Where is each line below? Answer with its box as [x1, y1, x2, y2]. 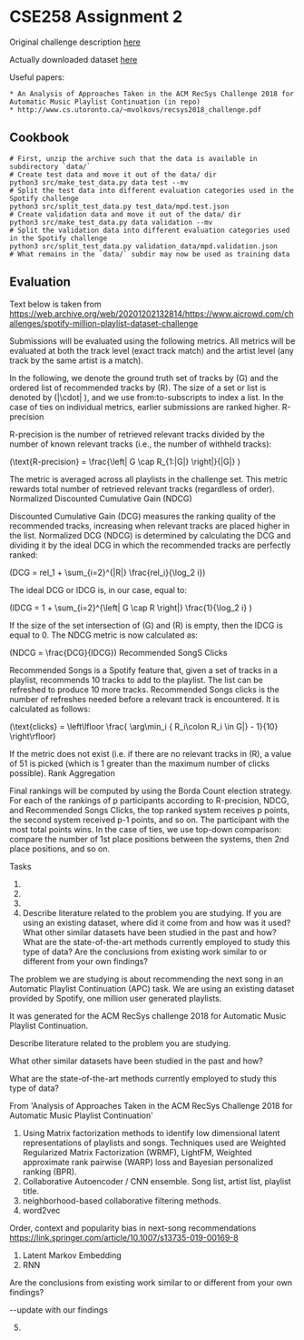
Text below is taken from [9, 298, 102, 309]
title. [22, 1185, 39, 1196]
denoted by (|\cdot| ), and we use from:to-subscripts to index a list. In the [9, 391, 284, 402]
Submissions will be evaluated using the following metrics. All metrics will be [9, 335, 296, 347]
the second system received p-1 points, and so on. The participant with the [9, 814, 290, 825]
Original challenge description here [9, 36, 141, 47]
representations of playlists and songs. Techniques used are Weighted [22, 1137, 287, 1148]
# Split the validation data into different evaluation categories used [9, 226, 290, 235]
